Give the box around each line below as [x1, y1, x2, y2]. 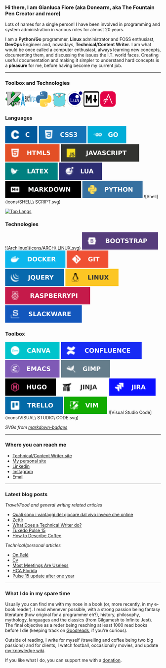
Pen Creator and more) [5, 10, 61, 17]
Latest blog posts [5, 491, 48, 498]
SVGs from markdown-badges [5, 424, 68, 430]
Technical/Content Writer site [12, 452, 72, 458]
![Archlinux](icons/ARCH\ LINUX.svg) [5, 245, 81, 251]
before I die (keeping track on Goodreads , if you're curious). [5, 627, 127, 633]
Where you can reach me [5, 442, 67, 448]
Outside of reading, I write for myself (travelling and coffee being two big [5, 637, 154, 643]
